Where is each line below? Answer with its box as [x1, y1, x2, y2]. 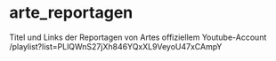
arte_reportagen [9, 3, 134, 23]
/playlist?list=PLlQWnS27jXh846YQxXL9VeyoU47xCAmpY [9, 41, 223, 51]
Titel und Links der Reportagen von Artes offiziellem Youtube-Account [9, 32, 267, 42]
